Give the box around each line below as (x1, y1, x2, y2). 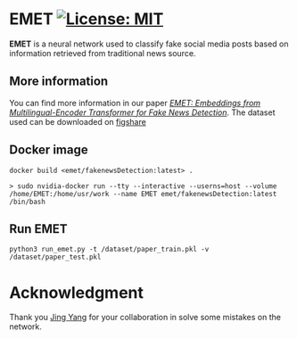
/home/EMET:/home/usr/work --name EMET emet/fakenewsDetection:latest (9, 189, 277, 198)
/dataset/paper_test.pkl (9, 252, 102, 262)
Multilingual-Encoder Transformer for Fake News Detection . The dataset (9, 107, 276, 118)
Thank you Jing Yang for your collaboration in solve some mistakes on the (9, 312, 281, 323)
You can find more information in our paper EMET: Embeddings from (9, 97, 261, 108)
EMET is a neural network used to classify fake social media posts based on (9, 38, 289, 49)
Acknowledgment (9, 282, 144, 302)
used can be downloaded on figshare (9, 116, 147, 127)
